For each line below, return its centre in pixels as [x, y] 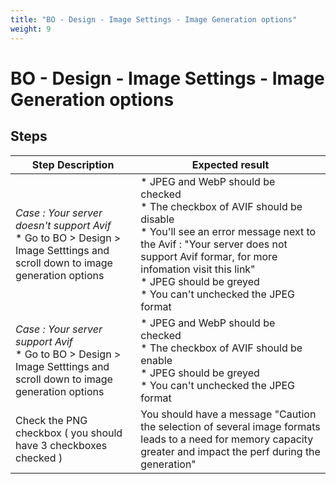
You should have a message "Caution [228, 414]
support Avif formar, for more [209, 256]
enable [156, 360]
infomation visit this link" [198, 269]
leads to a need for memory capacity [227, 439]
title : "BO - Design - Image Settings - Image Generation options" [154, 19]
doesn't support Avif [63, 225]
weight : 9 [31, 29]
